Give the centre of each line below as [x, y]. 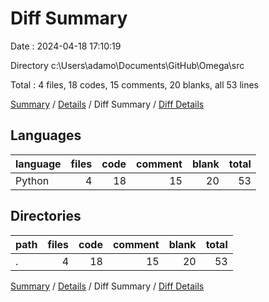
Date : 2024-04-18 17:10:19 [66, 46]
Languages [46, 135]
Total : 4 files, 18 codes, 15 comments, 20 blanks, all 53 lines [135, 84]
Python [32, 180]
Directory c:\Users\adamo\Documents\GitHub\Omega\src [127, 65]
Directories [46, 216]
